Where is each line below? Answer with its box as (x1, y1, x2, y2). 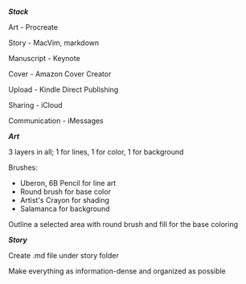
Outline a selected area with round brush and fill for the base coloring (8, 220, 239, 228)
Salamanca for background (19, 204, 110, 213)
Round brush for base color (19, 187, 111, 196)
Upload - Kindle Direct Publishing (8, 84, 119, 94)
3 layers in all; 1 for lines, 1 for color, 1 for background (8, 147, 184, 156)
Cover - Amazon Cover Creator (8, 69, 112, 79)
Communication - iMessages (8, 116, 105, 126)
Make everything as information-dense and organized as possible (8, 266, 227, 276)
